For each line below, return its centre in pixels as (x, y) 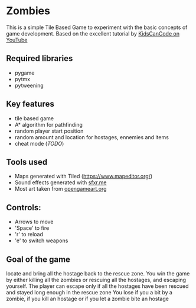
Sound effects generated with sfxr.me (61, 182)
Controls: (24, 208)
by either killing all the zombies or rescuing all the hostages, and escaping (96, 280)
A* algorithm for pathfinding (48, 124)
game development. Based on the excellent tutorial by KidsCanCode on (93, 33)
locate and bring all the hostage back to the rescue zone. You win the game (98, 273)
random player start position (49, 131)
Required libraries (40, 58)
